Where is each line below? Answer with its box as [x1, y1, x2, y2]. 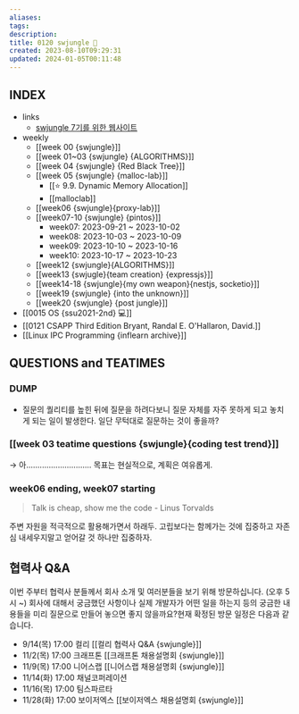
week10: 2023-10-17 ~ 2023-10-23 [48, 249, 178, 260]
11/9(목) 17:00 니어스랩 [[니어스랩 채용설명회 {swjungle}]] [21, 660, 225, 671]
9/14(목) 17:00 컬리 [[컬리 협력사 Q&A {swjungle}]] [21, 638, 203, 649]
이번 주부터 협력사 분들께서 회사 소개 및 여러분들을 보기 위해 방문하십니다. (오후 [9, 586, 284, 597]
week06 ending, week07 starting [9, 482, 156, 494]
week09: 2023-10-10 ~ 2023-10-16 [48, 240, 179, 251]
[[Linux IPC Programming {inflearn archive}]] [21, 330, 187, 340]
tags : [9, 21, 29, 30]
